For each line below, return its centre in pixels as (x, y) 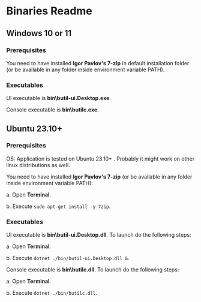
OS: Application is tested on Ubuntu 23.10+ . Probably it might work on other (100, 158)
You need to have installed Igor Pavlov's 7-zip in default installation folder (98, 63)
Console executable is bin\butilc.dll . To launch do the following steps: (93, 270)
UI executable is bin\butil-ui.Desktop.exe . (58, 98)
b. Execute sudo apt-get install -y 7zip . (58, 206)
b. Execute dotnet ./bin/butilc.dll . (52, 293)
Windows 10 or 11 (39, 33)
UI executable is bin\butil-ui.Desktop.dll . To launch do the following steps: (99, 235)
